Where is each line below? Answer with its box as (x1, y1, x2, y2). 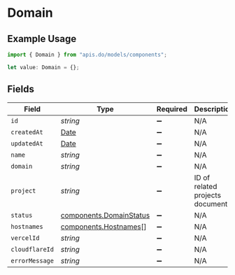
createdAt (10, 128, 43, 136)
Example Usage (7, 33, 77, 45)
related (194, 181, 218, 191)
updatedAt (10, 139, 43, 148)
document (194, 199, 228, 209)
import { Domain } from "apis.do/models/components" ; (7, 51, 168, 58)
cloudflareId (10, 245, 55, 253)
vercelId (10, 234, 40, 242)
